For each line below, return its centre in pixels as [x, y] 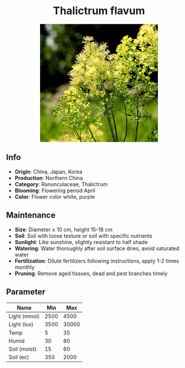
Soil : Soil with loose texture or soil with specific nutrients [83, 236]
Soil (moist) [22, 349]
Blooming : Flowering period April [55, 190]
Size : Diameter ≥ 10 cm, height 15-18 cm [64, 229]
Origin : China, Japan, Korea [48, 172]
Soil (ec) [19, 357]
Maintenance [31, 216]
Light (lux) [21, 324]
